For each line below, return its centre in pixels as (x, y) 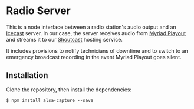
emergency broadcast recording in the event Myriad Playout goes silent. (94, 57)
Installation (27, 75)
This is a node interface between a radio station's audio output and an (91, 27)
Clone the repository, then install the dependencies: (69, 90)
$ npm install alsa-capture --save (50, 100)
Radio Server (38, 11)
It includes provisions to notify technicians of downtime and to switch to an (97, 50)
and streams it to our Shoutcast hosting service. (64, 39)
